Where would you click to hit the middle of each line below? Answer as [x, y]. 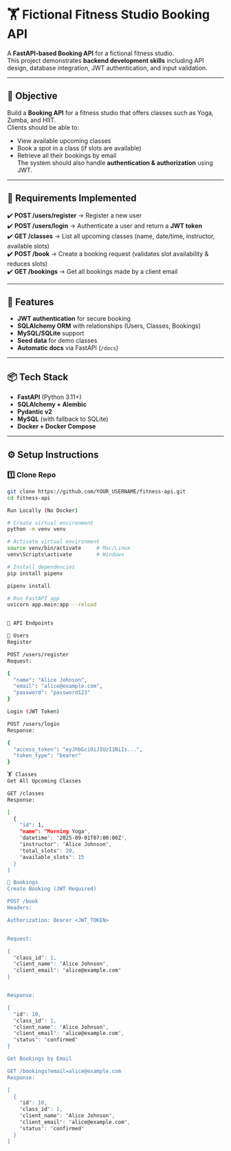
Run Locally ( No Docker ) [43, 510]
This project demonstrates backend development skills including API [106, 60]
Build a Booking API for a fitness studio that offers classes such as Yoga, [110, 112]
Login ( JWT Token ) [33, 711]
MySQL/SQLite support [51, 333]
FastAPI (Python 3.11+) [49, 397]
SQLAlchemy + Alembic [52, 404]
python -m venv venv [37, 529]
